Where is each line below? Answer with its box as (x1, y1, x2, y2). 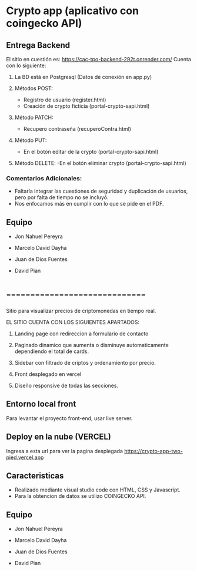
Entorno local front (6, 399, 76, 409)
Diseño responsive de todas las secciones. (14, 382, 119, 390)
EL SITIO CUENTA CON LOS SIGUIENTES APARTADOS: (6, 319, 140, 326)
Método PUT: (14, 137, 47, 144)
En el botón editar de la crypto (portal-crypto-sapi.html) (23, 148, 159, 155)
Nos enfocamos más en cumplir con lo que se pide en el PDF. (14, 200, 164, 207)
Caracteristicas (6, 471, 64, 481)
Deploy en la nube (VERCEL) (6, 432, 112, 442)
